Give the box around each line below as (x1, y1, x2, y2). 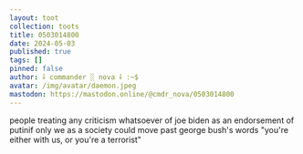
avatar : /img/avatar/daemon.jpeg (9, 81, 137, 90)
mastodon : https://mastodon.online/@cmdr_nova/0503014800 (9, 89, 235, 98)
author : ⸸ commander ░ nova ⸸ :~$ (9, 73, 139, 82)
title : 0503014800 (9, 30, 79, 39)
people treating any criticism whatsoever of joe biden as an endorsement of (9, 115, 295, 126)
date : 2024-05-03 (9, 38, 76, 48)
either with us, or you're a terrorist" (9, 134, 141, 145)
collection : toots (9, 22, 79, 31)
